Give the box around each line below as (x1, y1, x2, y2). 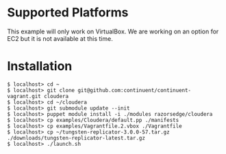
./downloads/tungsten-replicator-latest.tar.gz (7, 134, 146, 141)
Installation (7, 59, 73, 74)
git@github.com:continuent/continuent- (77, 87, 192, 93)
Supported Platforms (7, 5, 129, 20)
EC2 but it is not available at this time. (7, 34, 113, 42)
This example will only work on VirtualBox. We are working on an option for (7, 27, 219, 35)
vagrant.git (7, 93, 41, 99)
